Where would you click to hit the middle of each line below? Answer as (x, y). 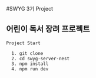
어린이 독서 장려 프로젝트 (48, 29)
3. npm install (30, 64)
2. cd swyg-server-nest (40, 58)
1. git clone (27, 53)
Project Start (24, 43)
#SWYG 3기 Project (30, 9)
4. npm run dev (30, 69)
